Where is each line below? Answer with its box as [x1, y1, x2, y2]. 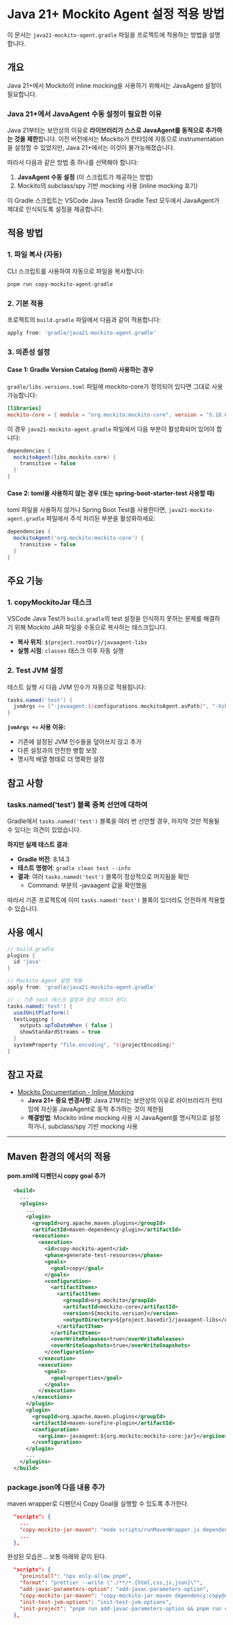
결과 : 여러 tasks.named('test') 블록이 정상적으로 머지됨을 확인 [17, 872, 189, 880]
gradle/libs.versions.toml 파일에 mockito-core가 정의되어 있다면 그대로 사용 [7, 382, 223, 391]
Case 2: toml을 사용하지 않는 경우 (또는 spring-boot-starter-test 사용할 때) [7, 488, 215, 497]
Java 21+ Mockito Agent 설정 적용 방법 [7, 6, 225, 22]
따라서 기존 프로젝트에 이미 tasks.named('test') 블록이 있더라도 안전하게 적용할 [7, 896, 225, 904]
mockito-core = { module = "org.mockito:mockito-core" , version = [7, 411, 203, 418]
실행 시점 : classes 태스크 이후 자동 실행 [17, 647, 124, 655]
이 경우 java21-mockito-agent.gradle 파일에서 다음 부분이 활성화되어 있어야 [7, 425, 215, 433]
